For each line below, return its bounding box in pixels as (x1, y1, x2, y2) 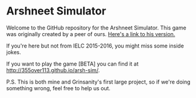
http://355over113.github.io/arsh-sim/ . (6, 66, 100, 73)
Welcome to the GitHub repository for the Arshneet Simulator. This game (6, 24, 187, 31)
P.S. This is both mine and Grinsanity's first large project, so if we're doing (6, 78, 191, 85)
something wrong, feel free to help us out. (6, 84, 110, 91)
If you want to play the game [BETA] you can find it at (6, 60, 139, 67)
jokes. (6, 48, 21, 55)
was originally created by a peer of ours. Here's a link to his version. (6, 30, 175, 37)
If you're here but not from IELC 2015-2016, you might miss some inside (6, 42, 184, 49)
